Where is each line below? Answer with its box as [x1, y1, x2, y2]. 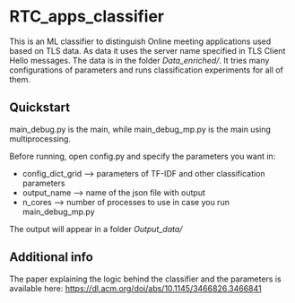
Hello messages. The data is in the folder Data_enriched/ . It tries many [9, 55, 270, 65]
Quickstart [9, 100, 71, 116]
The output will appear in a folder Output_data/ [9, 223, 183, 234]
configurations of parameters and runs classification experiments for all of [9, 65, 284, 75]
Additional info [9, 249, 94, 265]
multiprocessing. [9, 133, 72, 144]
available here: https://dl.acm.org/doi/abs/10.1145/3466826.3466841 [9, 282, 262, 293]
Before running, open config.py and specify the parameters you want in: [9, 151, 276, 161]
